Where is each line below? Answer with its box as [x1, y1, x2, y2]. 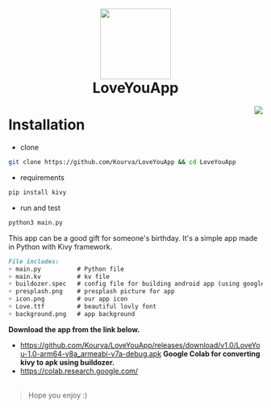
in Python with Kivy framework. [8, 242, 113, 251]
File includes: [8, 257, 60, 266]
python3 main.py [8, 218, 63, 226]
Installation [8, 116, 85, 134]
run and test [19, 203, 60, 212]
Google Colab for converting [163, 348, 261, 359]
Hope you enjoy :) [27, 390, 88, 400]
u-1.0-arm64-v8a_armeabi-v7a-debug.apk [19, 348, 162, 359]
